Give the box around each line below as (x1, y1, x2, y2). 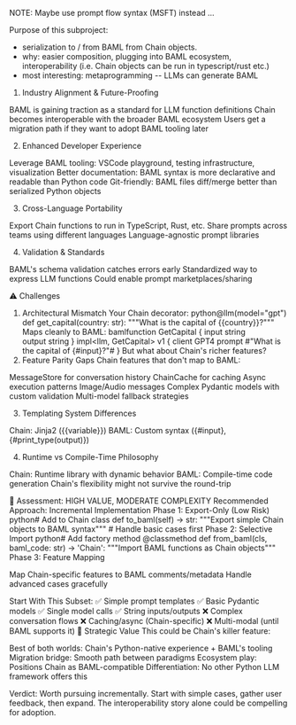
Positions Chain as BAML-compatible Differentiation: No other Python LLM (9, 662, 280, 672)
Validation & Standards (21, 247, 105, 257)
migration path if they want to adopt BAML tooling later (9, 123, 209, 134)
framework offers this (9, 671, 88, 682)
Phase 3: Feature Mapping (9, 552, 105, 562)
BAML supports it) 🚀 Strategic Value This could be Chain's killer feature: (9, 626, 271, 636)
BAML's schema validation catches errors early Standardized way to (9, 264, 258, 274)
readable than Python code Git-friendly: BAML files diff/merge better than (9, 176, 277, 187)
